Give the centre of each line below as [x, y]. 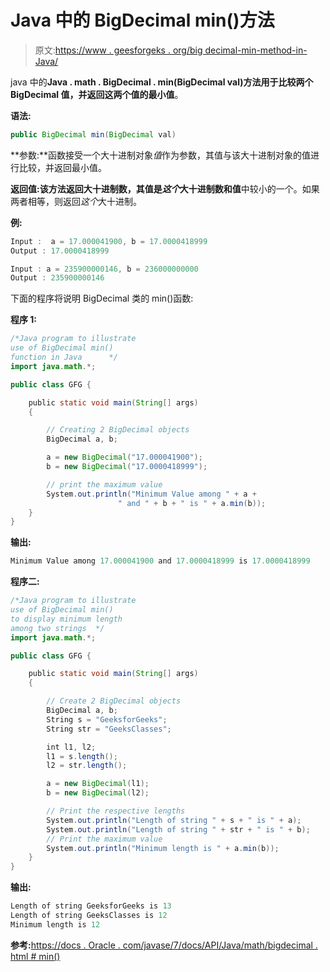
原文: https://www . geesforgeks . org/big [118, 50]
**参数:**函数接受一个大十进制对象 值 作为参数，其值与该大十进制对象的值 [161, 155]
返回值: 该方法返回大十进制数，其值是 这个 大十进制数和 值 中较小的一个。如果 [165, 188]
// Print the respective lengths [116, 811]
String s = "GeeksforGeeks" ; [107, 719]
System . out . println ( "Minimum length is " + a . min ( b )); [163, 848]
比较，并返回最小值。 [62, 167]
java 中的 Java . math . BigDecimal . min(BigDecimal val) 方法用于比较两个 [162, 82]
